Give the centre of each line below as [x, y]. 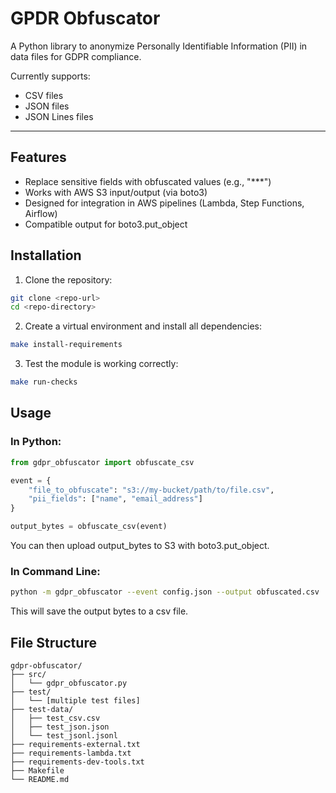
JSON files [47, 106]
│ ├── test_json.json [60, 727]
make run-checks [44, 382]
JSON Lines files [59, 116]
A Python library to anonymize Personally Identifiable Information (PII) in [159, 46]
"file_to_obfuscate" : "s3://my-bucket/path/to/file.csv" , [151, 490]
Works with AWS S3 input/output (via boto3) [116, 192]
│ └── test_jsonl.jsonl [64, 735]
